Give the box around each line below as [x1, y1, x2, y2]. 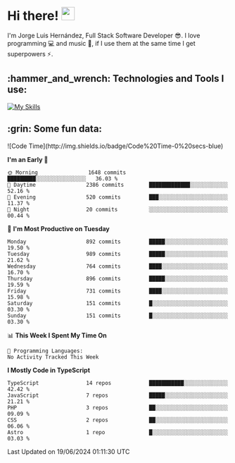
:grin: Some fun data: [7, 123, 102, 135]
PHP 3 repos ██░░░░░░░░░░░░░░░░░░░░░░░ [7, 404, 229, 411]
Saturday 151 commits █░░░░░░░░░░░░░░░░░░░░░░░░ [7, 300, 229, 307]
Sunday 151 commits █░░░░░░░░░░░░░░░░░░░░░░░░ [7, 312, 229, 319]
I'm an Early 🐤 [7, 155, 49, 163]
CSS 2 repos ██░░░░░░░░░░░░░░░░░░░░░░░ [7, 416, 229, 424]
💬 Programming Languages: [7, 347, 83, 354]
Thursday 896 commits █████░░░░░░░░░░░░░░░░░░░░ [7, 275, 229, 282]
